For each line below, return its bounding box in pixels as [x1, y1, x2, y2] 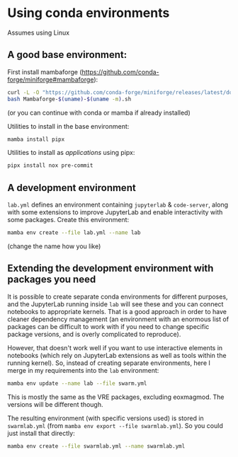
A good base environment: [7, 49, 127, 61]
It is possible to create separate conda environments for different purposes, [7, 292, 228, 301]
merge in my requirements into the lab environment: [7, 366, 159, 374]
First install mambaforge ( [7, 67, 83, 76]
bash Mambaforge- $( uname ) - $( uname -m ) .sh [7, 96, 132, 103]
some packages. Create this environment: [7, 216, 130, 224]
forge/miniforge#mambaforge [7, 75, 94, 83]
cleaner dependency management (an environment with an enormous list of [7, 315, 229, 323]
